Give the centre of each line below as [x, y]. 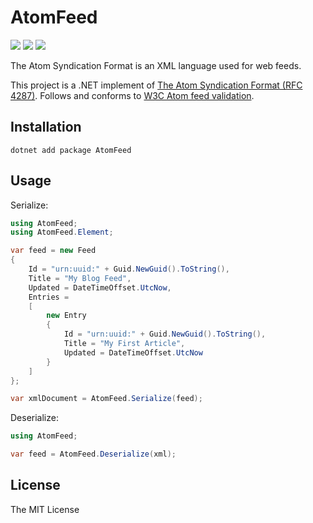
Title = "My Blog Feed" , [80, 278]
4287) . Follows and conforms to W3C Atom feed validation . [132, 95]
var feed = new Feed [53, 251]
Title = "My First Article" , [124, 344]
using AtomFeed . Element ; [62, 232]
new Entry [66, 316]
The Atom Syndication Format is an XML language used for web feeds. [156, 65]
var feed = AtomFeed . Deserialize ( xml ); [93, 454]
